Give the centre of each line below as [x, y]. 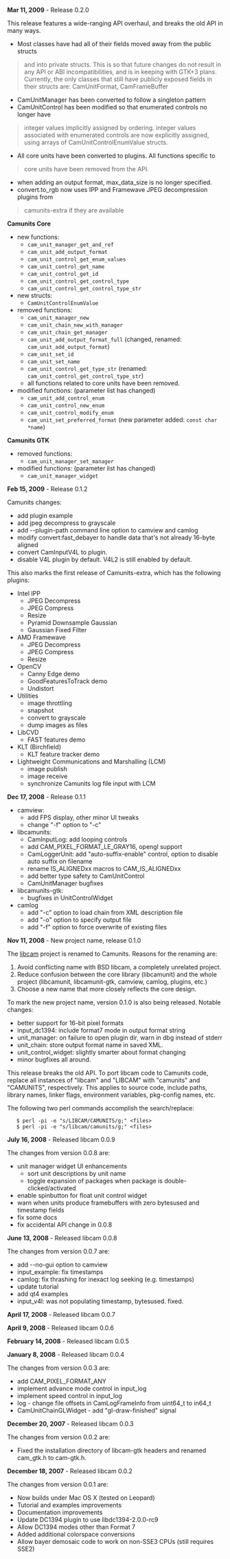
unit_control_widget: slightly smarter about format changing [101, 1052]
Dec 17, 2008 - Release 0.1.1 [46, 797]
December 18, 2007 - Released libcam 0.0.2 [70, 1471]
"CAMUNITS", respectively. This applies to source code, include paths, [107, 1087]
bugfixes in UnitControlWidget [70, 898]
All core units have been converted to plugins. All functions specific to [116, 155]
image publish [47, 769]
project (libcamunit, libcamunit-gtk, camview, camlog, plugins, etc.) [112, 982]
